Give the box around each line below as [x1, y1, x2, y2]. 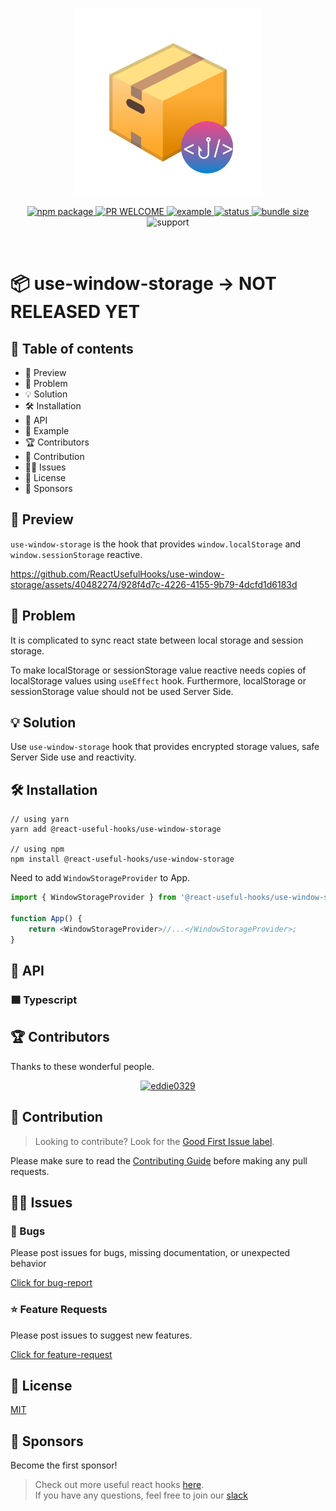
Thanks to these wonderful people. [10, 1060, 155, 1072]
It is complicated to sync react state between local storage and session [10, 634, 304, 646]
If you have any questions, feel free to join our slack [34, 1489, 248, 1502]
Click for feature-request [10, 1348, 113, 1360]
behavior [10, 1258, 47, 1270]
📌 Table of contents [10, 340, 134, 357]
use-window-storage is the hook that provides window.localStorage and [10, 538, 302, 550]
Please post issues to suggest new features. [10, 1329, 193, 1341]
